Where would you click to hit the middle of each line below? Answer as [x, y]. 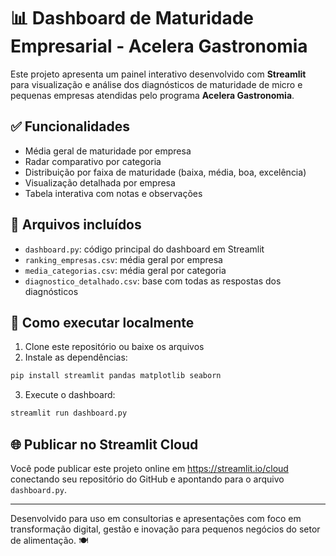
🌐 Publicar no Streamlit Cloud [104, 444]
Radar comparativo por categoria [93, 161]
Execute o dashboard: [70, 395]
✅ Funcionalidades [70, 126]
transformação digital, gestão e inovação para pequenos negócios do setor [165, 529]
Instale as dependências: [76, 357]
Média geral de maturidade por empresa [108, 151]
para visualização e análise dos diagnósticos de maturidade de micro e [156, 84]
